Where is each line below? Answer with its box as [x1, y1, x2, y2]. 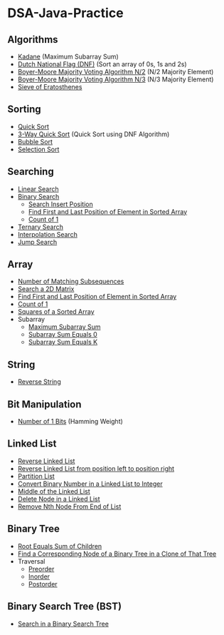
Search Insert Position [28, 200, 94, 208]
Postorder [28, 579, 58, 588]
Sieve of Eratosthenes [17, 83, 82, 91]
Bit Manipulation [7, 398, 82, 410]
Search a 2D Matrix [17, 285, 75, 293]
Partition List [17, 472, 55, 480]
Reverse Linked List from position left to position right [17, 464, 175, 472]
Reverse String [17, 377, 62, 386]
